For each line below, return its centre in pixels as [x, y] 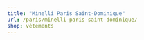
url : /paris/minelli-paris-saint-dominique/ [72, 20]
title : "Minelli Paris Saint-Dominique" [66, 13]
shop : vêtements [30, 26]
